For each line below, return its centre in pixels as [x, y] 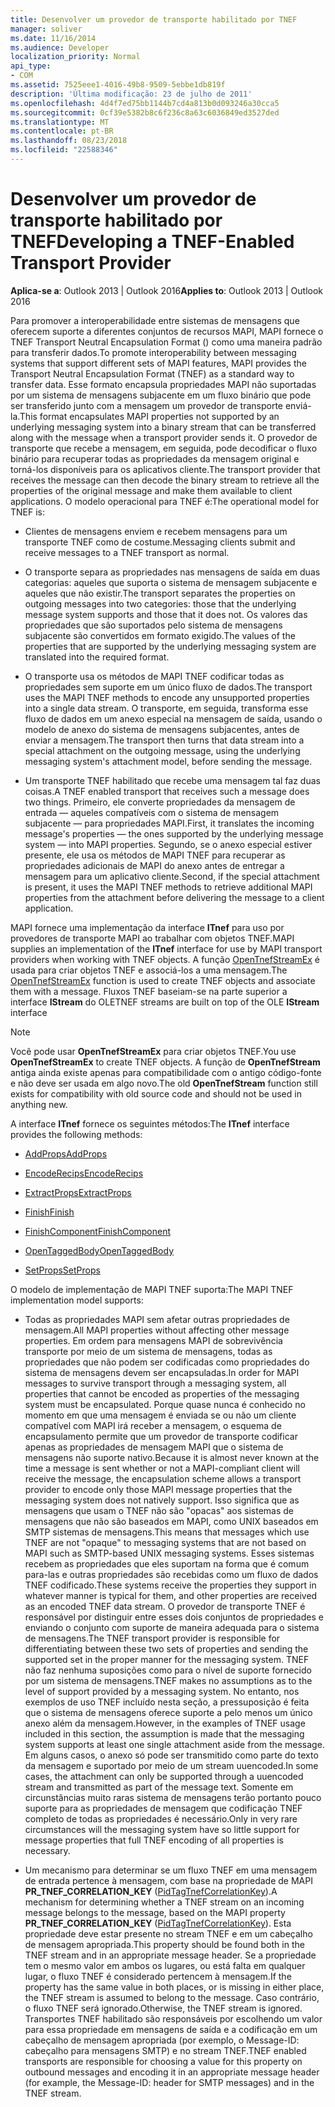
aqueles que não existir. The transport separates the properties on [160, 593]
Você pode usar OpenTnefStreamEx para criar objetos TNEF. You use [153, 1051]
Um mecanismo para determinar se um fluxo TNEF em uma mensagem [171, 1870]
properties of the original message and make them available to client [151, 490]
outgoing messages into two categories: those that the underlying [160, 603]
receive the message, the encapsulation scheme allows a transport [163, 1478]
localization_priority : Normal [75, 57]
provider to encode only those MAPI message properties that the [158, 1489]
